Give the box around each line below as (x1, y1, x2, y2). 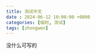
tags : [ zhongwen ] (6, 25, 49, 31)
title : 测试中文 (6, 8, 42, 15)
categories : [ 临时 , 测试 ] (6, 19, 66, 25)
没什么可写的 (6, 42, 37, 49)
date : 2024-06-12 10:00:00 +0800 (6, 14, 91, 20)
